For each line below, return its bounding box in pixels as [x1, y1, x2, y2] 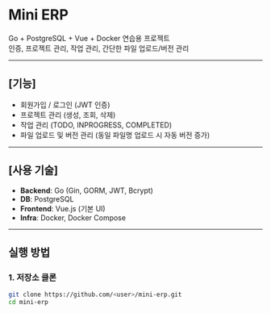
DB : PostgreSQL [19, 194, 74, 203]
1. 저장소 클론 [8, 272, 57, 283]
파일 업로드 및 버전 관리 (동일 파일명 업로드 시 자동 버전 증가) [19, 130, 211, 140]
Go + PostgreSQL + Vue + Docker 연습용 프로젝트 [8, 33, 171, 43]
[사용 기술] [8, 164, 59, 177]
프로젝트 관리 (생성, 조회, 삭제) [19, 110, 116, 119]
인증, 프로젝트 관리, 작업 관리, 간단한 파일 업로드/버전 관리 [8, 43, 190, 53]
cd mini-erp [8, 298, 48, 307]
